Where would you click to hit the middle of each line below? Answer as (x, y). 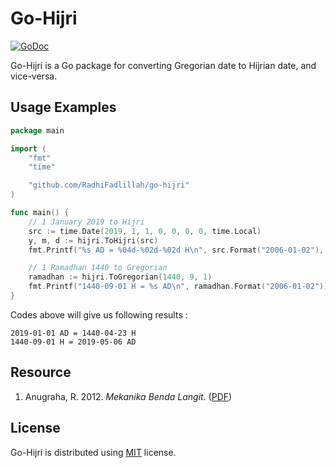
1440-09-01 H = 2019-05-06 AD (73, 342)
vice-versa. (34, 76)
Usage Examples (63, 107)
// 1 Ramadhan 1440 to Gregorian (98, 268)
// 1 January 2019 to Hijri (86, 222)
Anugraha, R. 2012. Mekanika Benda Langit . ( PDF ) (128, 396)
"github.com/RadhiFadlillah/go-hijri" (109, 185)
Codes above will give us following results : (99, 314)
